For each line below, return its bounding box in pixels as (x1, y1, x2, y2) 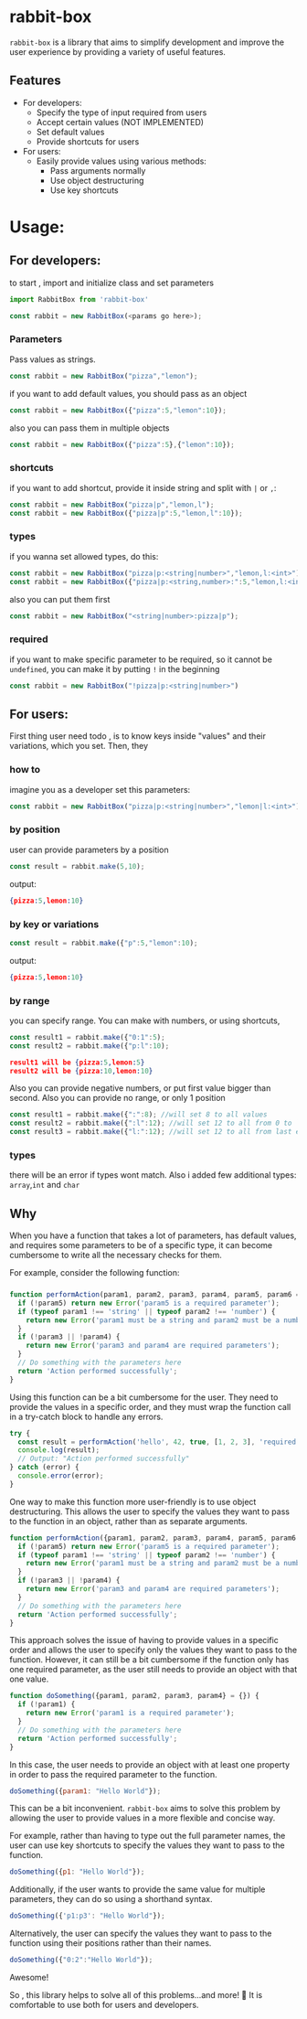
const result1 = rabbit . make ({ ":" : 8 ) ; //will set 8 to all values (9, 1110, 268, 1119)
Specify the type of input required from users (36, 107, 207, 118)
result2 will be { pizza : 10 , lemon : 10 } (9, 1066, 153, 1075)
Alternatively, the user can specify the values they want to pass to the (9, 1928, 272, 1939)
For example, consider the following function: (9, 1267, 180, 1278)
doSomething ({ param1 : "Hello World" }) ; (9, 1786, 162, 1796)
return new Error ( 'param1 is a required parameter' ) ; (26, 1708, 235, 1718)
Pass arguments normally (49, 165, 146, 176)
